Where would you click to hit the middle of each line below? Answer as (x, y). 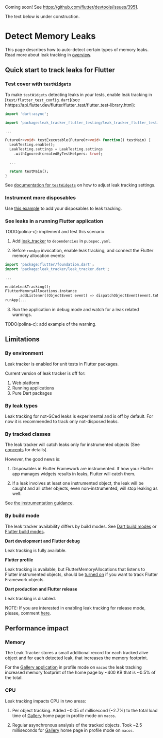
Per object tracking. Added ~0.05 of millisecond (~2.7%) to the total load (85, 710)
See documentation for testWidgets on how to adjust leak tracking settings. (80, 185)
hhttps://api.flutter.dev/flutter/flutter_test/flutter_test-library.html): (70, 105)
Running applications (33, 388)
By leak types (21, 406)
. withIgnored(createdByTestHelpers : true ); (58, 154)
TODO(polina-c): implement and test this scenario (55, 231)
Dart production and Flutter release (41, 589)
